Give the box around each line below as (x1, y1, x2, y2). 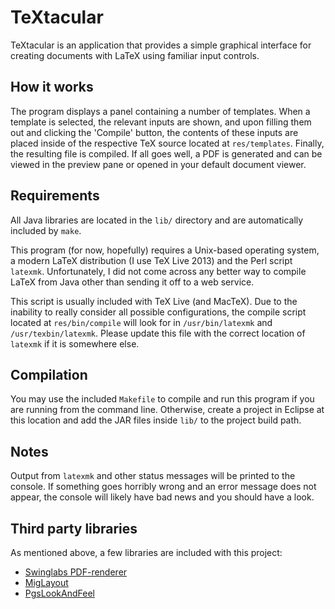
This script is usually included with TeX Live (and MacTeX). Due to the (10, 295, 298, 307)
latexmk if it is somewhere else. (10, 337, 140, 350)
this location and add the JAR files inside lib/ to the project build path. (10, 414, 302, 426)
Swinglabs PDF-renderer (24, 566, 128, 578)
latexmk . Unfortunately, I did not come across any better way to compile (10, 265, 307, 277)
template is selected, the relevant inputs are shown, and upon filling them (10, 116, 312, 128)
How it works (10, 79, 94, 96)
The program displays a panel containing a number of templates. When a (10, 105, 311, 117)
